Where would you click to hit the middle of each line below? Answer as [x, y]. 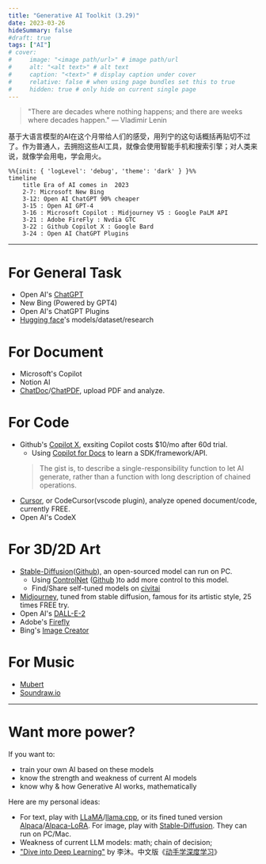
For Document [56, 352]
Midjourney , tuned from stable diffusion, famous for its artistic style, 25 [135, 597]
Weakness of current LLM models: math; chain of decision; [116, 842]
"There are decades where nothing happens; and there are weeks [135, 112]
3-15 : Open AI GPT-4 [58, 206]
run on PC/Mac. [45, 834]
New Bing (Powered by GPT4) [68, 303]
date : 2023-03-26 [37, 23]
